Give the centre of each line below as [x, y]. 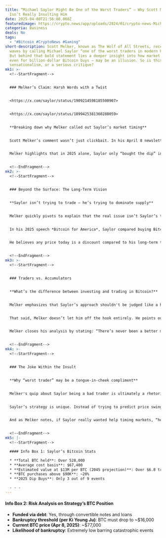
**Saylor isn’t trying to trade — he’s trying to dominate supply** [82, 203]
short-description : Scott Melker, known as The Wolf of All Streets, [78, 47]
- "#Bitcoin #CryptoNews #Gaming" [45, 42]
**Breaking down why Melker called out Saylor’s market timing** [78, 127]
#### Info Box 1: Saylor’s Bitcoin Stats [53, 451]
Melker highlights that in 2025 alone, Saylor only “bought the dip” [83, 154]
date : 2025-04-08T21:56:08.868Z [38, 19]
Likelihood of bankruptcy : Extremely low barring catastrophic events [83, 531]
